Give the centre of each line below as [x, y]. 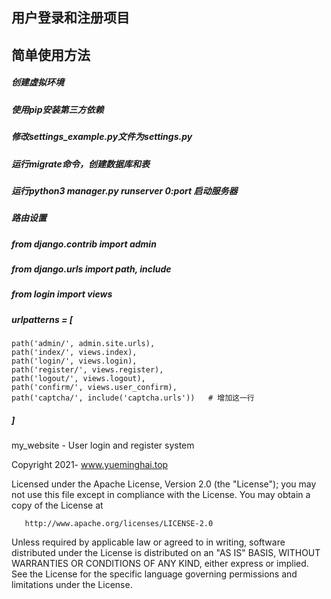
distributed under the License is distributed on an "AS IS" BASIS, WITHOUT [166, 553]
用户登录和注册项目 [70, 18]
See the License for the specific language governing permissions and [154, 574]
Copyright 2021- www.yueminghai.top [90, 465]
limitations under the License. [72, 585]
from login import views [62, 294]
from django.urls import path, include [91, 269]
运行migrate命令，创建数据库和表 [80, 164]
